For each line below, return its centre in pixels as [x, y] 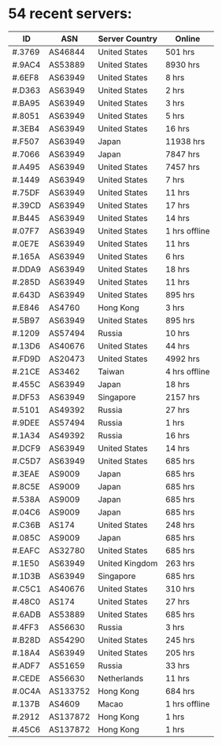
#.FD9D [26, 359]
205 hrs [180, 652]
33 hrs [178, 666]
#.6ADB [26, 614]
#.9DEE [26, 422]
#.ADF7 [26, 666]
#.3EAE [26, 474]
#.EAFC [26, 550]
